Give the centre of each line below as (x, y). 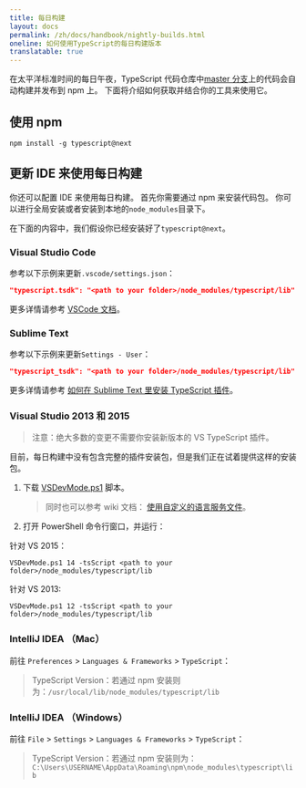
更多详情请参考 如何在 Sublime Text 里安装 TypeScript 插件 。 (124, 390)
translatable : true (46, 52)
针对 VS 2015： (38, 546)
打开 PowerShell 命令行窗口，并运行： (94, 526)
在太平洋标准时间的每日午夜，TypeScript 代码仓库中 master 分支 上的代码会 (149, 79)
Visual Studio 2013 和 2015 (70, 416)
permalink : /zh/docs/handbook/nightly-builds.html (107, 35)
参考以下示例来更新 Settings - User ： (80, 354)
